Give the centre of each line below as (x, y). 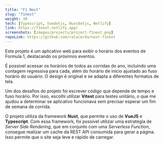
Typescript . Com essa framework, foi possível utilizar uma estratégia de (78, 121)
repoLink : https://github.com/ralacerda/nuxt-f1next (60, 37)
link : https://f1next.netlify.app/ (42, 28)
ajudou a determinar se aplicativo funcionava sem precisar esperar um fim (81, 101)
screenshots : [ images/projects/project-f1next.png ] (59, 32)
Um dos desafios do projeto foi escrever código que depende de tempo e (80, 91)
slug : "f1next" (21, 14)
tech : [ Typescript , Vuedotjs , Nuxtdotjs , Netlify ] (58, 23)
